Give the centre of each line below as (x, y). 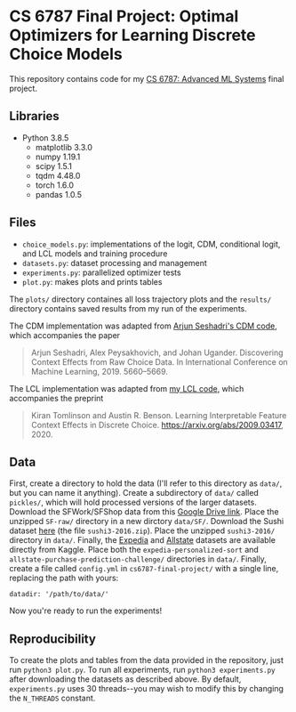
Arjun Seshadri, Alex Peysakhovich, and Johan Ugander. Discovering (157, 352)
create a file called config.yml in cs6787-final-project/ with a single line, (144, 569)
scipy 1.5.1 (54, 166)
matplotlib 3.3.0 (64, 147)
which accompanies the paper (65, 335)
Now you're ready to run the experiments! (86, 611)
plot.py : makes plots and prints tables (92, 281)
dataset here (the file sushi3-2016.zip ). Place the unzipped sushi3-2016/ (142, 530)
